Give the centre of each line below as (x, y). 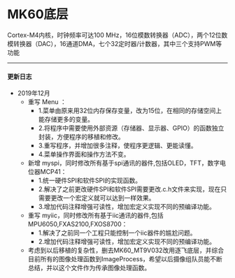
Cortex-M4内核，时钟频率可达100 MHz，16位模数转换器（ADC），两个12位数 (117, 35)
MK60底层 (38, 14)
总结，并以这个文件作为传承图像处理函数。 (89, 268)
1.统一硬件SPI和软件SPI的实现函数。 (90, 181)
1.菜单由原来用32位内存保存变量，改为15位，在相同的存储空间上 (130, 111)
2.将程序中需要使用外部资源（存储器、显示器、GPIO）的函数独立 (131, 128)
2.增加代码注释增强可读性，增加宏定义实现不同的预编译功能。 (127, 242)
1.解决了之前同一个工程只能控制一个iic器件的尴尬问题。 (117, 233)
